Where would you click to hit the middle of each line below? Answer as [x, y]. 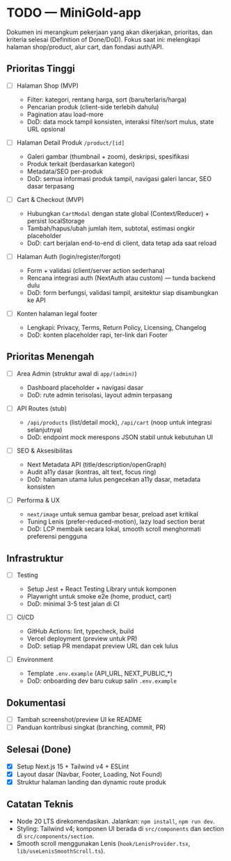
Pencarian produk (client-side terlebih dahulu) [93, 106]
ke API [36, 300]
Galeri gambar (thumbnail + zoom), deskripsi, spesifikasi [108, 156]
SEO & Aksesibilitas [45, 451]
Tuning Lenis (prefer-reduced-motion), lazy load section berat [116, 522]
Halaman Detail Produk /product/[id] [71, 142]
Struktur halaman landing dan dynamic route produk [91, 782]
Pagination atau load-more [65, 114]
